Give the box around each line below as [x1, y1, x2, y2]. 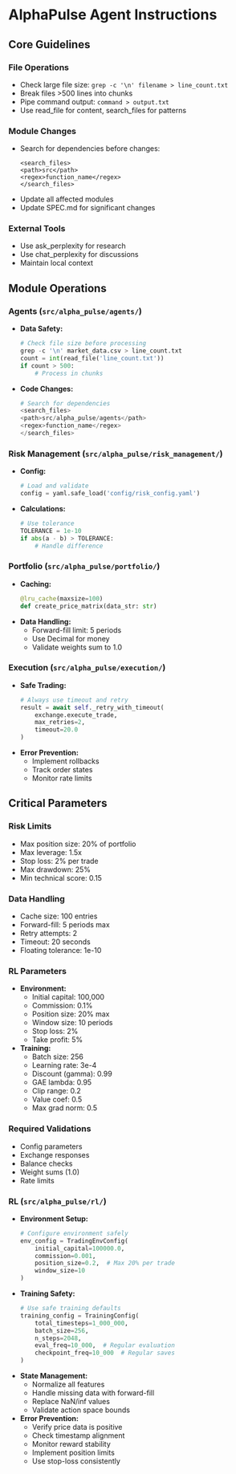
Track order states [31, 765, 93, 775]
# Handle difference [35, 542, 104, 550]
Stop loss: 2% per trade [19, 856, 99, 865]
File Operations [8, 62, 70, 73]
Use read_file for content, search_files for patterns [19, 105, 187, 115]
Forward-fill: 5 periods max [19, 920, 110, 930]
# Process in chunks [35, 369, 104, 377]
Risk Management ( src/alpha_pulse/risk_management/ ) [8, 448, 223, 459]
